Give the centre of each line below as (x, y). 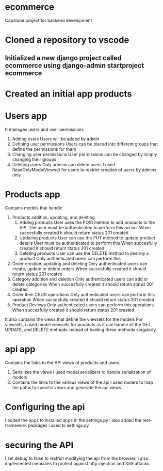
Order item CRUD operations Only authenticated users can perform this (83, 294)
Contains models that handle (34, 208)
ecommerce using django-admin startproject (74, 65)
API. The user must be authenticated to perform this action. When (85, 227)
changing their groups (34, 159)
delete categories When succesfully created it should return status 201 (83, 284)
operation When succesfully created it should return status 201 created (83, 299)
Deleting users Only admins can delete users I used (64, 164)
